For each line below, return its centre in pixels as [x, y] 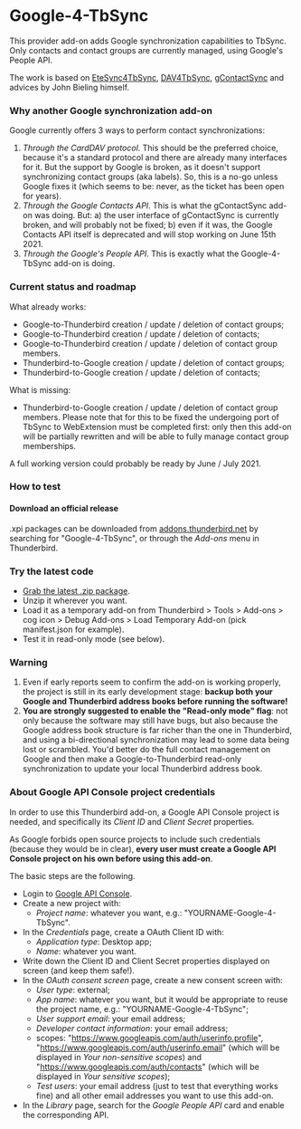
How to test [35, 487]
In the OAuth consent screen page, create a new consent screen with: [152, 980]
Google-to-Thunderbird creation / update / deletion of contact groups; [153, 324]
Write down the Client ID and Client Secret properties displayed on [146, 961]
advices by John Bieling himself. [69, 87]
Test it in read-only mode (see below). [94, 638]
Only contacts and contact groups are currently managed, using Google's [146, 50]
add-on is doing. [85, 263]
